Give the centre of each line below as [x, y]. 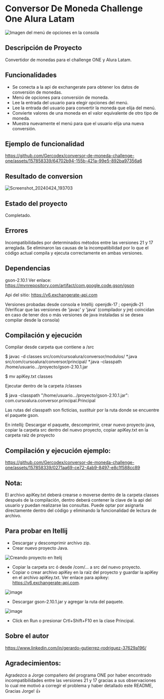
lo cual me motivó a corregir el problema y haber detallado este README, [79, 685]
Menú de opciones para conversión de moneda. [60, 97]
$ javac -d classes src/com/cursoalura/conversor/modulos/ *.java [71, 357]
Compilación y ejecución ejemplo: [58, 450]
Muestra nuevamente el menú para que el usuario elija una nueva [78, 123]
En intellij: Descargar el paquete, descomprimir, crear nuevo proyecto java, [80, 425]
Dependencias [28, 268]
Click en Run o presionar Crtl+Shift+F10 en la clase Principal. [73, 621]
